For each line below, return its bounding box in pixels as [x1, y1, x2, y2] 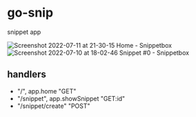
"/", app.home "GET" [17, 87, 77, 95]
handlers [7, 69, 47, 80]
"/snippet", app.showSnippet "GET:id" [17, 94, 126, 102]
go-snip [7, 5, 54, 21]
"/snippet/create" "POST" [17, 102, 91, 110]
